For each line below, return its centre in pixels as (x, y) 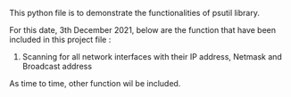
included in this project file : (60, 40)
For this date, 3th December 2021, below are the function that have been (143, 30)
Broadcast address (57, 66)
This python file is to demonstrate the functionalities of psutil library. (135, 13)
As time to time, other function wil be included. (95, 83)
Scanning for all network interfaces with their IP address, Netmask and (152, 57)
